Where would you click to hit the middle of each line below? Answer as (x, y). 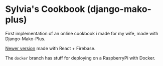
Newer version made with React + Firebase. (50, 48)
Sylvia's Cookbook (45, 9)
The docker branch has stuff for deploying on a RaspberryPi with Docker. (80, 58)
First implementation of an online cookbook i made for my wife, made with (82, 33)
